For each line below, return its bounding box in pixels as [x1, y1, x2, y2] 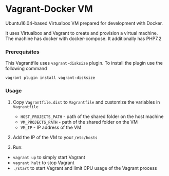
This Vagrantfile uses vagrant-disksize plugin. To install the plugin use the [5, 60, 163, 66]
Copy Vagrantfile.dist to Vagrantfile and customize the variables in [12, 99, 160, 105]
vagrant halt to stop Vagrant [12, 160, 74, 166]
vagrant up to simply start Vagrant [12, 154, 86, 160]
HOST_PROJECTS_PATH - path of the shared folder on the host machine [20, 113, 164, 120]
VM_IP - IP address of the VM [20, 124, 82, 130]
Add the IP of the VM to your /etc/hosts [12, 134, 98, 140]
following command [5, 65, 47, 72]
